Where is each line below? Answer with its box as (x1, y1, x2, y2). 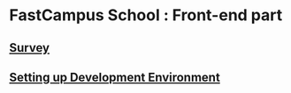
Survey (9, 40, 50, 55)
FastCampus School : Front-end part (9, 5, 283, 25)
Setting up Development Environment (9, 69, 221, 84)
